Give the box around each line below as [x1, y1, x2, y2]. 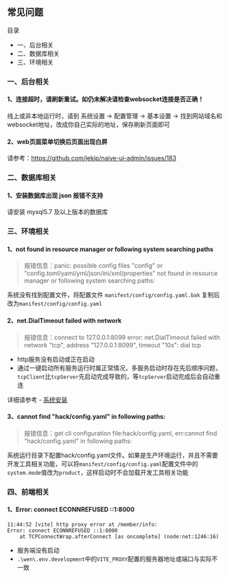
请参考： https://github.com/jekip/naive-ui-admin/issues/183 [7, 154, 177, 162]
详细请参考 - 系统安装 [7, 395, 68, 404]
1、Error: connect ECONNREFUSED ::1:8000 [7, 505, 135, 514]
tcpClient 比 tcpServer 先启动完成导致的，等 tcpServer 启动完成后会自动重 [16, 372, 221, 381]
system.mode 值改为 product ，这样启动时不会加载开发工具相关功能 [7, 468, 189, 476]
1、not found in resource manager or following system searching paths [7, 245, 214, 253]
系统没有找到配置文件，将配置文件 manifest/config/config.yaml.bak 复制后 [7, 291, 220, 299]
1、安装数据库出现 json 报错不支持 [7, 191, 104, 200]
